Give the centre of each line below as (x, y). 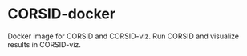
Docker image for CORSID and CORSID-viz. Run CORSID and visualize (123, 36)
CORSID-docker (62, 14)
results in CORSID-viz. (45, 44)
